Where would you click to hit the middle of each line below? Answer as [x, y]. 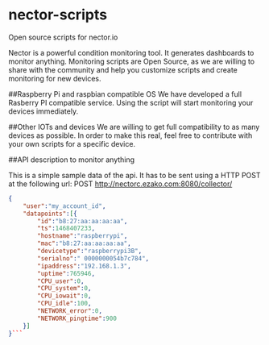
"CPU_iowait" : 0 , [64, 296]
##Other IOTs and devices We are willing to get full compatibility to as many [134, 127]
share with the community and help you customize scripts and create [123, 69]
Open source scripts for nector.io [63, 37]
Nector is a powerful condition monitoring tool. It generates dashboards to [131, 52]
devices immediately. [43, 111]
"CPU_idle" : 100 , [64, 304]
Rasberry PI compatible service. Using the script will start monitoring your [131, 102]
